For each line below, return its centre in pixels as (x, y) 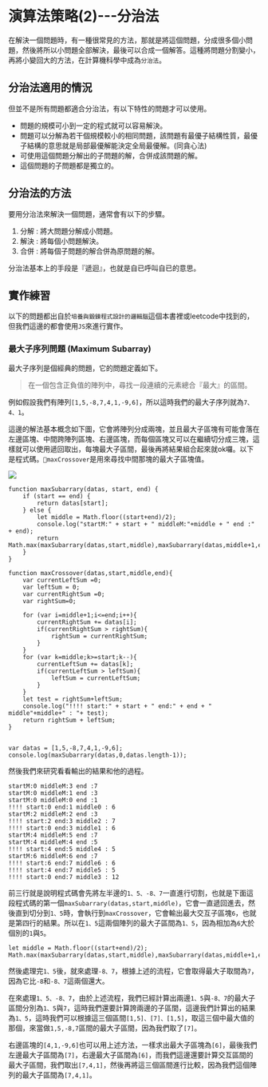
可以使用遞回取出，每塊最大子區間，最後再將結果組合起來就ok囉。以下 (138, 449)
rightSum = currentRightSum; (99, 636)
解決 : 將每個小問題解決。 (61, 241)
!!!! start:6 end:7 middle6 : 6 (62, 863)
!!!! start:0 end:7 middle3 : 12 (64, 877)
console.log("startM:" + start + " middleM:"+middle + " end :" (146, 524)
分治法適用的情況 (50, 88)
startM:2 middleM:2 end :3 (53, 814)
